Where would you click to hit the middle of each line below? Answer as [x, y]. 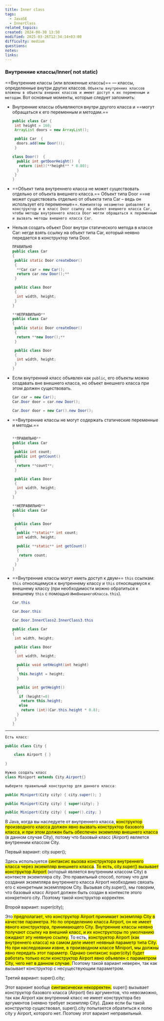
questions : [16, 46]
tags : [10, 14]
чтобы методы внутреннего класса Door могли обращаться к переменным [84, 213]
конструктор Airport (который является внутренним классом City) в [76, 872]
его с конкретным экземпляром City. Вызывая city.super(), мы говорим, [80, 887]
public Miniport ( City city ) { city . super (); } [53, 795]
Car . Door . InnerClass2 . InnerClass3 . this [53, 621]
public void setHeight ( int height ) [53, 665]
